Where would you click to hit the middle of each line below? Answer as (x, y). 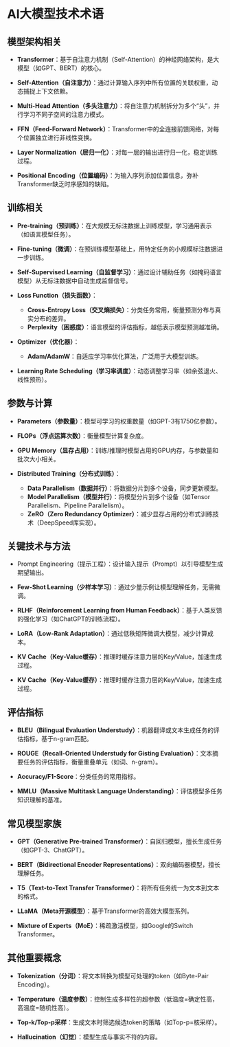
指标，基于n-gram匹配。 (58, 739)
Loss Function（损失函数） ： (57, 295)
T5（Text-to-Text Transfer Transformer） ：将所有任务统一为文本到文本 (118, 888)
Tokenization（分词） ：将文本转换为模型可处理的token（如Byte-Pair (113, 976)
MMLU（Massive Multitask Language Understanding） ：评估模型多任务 (120, 791)
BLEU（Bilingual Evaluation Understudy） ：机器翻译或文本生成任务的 (115, 730)
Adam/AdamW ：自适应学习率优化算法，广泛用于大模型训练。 (115, 356)
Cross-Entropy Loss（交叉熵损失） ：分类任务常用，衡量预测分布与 (121, 309)
